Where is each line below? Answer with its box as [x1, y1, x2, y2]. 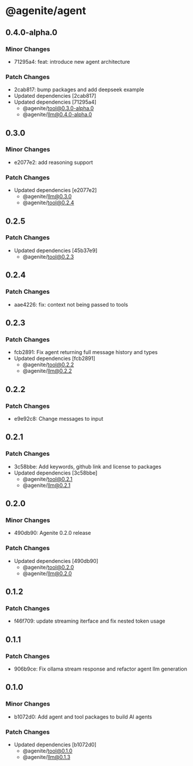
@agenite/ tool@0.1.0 [22, 747, 73, 754]
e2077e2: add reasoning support [13, 159, 93, 166]
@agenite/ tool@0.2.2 [22, 361, 74, 368]
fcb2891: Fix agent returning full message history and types [13, 349, 158, 356]
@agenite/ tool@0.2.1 [22, 475, 73, 482]
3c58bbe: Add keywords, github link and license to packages [13, 463, 161, 470]
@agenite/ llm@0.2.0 [22, 569, 73, 577]
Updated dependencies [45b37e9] [13, 247, 98, 254]
